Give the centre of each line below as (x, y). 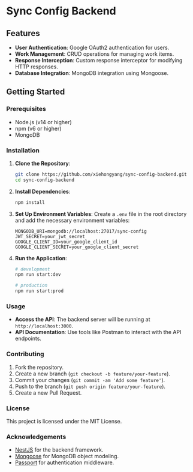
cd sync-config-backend (45, 180)
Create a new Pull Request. (48, 393)
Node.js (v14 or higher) (43, 122)
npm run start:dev (38, 275)
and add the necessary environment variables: (72, 220)
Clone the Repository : (43, 163)
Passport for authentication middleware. (64, 462)
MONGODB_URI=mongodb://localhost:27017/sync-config (81, 231)
